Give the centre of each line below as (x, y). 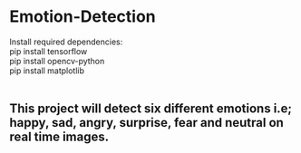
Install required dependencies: (66, 42)
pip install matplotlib (47, 71)
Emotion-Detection (83, 17)
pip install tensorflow (49, 51)
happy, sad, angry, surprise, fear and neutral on (146, 123)
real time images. (59, 137)
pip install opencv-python (57, 61)
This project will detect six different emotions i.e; (151, 109)
